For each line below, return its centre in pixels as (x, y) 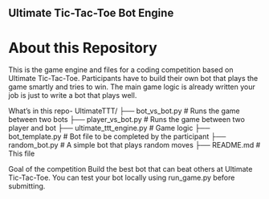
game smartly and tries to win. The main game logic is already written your (132, 87)
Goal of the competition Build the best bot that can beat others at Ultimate (130, 169)
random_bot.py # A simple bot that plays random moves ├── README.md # (134, 145)
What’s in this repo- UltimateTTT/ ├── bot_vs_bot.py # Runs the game (124, 111)
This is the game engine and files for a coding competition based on (121, 70)
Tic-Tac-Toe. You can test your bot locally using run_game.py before (122, 178)
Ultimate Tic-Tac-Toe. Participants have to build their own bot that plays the (133, 79)
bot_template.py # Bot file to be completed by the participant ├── (117, 136)
